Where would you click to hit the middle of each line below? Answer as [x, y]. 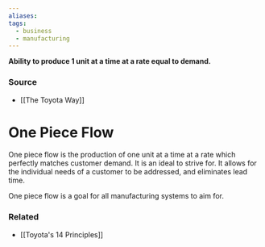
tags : [17, 23]
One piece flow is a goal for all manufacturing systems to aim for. [116, 196]
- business [34, 31]
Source [23, 82]
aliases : [23, 16]
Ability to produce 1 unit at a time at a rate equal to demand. [110, 61]
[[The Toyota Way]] [52, 100]
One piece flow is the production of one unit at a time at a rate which [122, 155]
